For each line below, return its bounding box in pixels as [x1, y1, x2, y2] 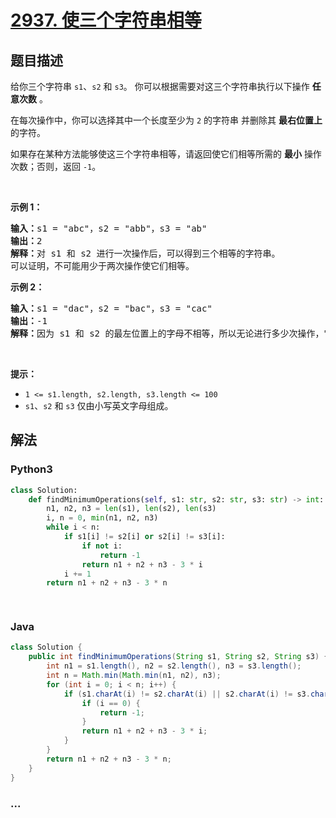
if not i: [81, 541, 123, 551]
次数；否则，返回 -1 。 [10, 161, 102, 172]
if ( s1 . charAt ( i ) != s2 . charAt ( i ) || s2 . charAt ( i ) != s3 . [63, 689, 311, 699]
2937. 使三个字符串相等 [10, 9, 202, 32]
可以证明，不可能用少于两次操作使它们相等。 [10, 261, 195, 271]
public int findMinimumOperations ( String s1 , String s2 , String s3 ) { [28, 652, 329, 662]
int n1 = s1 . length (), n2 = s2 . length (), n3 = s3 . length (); [46, 661, 302, 671]
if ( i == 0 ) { [81, 698, 141, 708]
